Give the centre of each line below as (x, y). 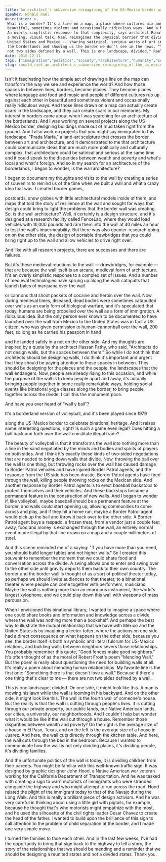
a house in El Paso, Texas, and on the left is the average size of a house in (80, 730)
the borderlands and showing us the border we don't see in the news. (81, 47)
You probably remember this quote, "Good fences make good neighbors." (80, 652)
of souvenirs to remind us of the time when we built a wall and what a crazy (82, 183)
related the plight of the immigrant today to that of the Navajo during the (78, 792)
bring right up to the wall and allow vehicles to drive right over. (69, 240)
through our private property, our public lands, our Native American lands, (81, 709)
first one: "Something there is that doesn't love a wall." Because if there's (80, 673)
